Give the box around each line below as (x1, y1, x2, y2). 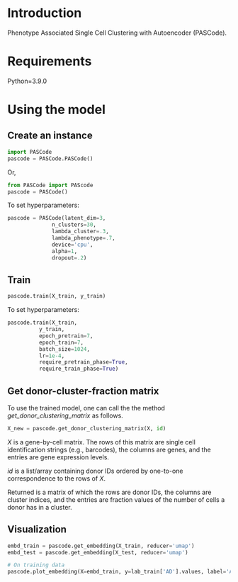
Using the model (7, 101, 106, 118)
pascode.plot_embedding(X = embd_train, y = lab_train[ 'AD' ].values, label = (7, 569, 227, 576)
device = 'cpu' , (52, 241, 93, 248)
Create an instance (7, 130, 93, 142)
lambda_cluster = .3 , (52, 228, 110, 235)
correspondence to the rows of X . (7, 474, 106, 483)
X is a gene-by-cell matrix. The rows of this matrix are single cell (7, 437, 196, 446)
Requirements (7, 53, 92, 69)
